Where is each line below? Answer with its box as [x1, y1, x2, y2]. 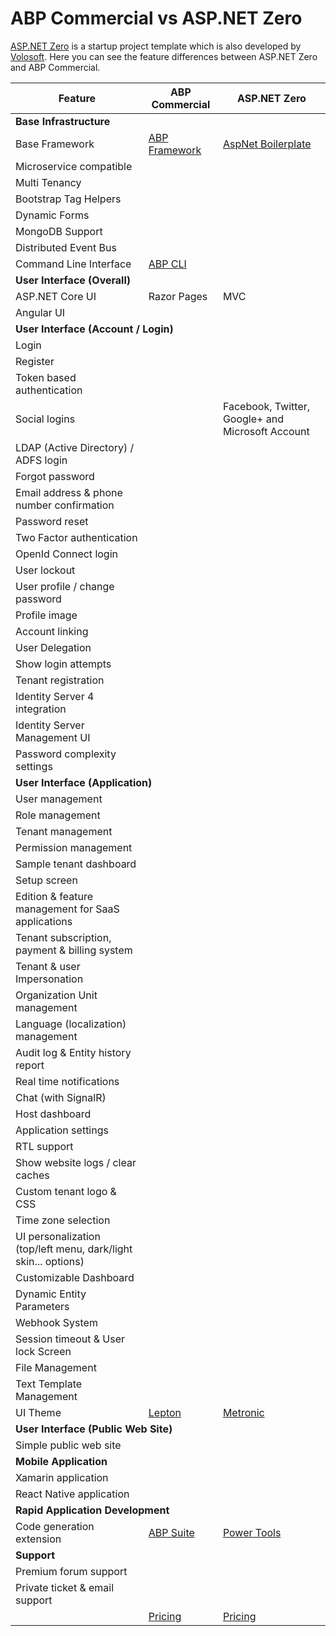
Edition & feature [15, 889, 94, 903]
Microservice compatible [15, 159, 133, 173]
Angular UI [15, 305, 66, 319]
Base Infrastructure [15, 114, 111, 128]
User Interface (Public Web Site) [15, 1422, 173, 1436]
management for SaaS [15, 902, 120, 916]
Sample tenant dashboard [15, 857, 137, 871]
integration [15, 702, 67, 716]
